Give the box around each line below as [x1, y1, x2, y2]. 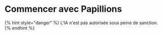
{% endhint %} [4, 25, 35, 31]
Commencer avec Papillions [4, 3, 122, 15]
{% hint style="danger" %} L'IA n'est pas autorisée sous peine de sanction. [4, 20, 158, 26]
